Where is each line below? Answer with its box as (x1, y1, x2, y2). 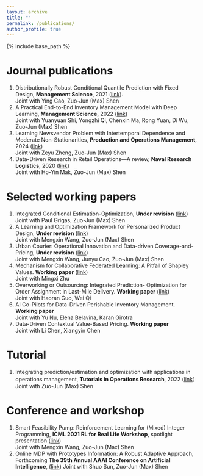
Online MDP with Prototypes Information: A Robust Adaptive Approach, (15, 450, 194, 457)
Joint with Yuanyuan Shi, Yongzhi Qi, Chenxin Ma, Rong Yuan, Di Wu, (15, 117, 189, 124)
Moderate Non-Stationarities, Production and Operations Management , (15, 136, 197, 143)
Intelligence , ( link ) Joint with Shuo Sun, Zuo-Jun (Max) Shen (15, 463, 168, 470)
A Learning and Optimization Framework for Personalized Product (15, 223, 181, 231)
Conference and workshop (6, 404, 144, 418)
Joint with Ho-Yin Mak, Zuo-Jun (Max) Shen (15, 168, 126, 176)
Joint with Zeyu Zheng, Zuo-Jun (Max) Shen (15, 149, 127, 156)
